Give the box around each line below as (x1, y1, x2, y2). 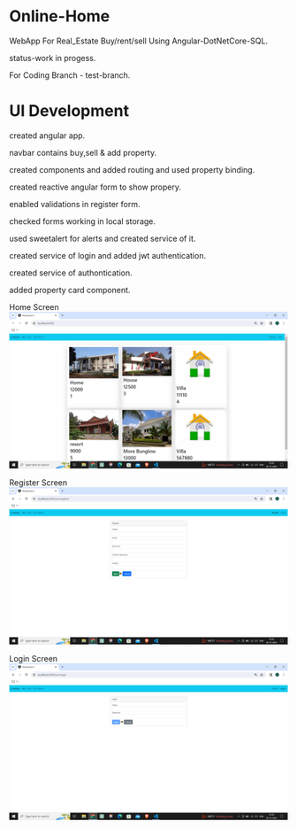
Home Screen (9, 301, 59, 312)
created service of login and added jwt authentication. (9, 250, 206, 260)
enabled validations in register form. (9, 198, 141, 209)
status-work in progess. (9, 52, 96, 63)
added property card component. (9, 284, 131, 295)
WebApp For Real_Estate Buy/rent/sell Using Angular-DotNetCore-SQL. (9, 35, 268, 46)
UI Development (9, 101, 130, 121)
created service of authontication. (9, 267, 133, 278)
